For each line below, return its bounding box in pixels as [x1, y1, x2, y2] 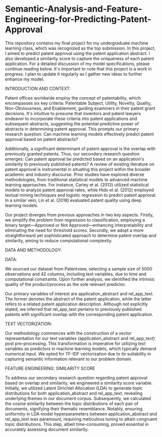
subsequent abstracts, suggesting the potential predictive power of [5, 120, 139, 127]
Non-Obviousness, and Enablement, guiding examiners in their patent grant [5, 105, 156, 111]
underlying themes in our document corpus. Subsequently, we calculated [5, 395, 151, 401]
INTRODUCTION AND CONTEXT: [5, 85, 71, 91]
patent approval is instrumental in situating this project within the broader [5, 166, 151, 172]
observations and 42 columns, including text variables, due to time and [5, 271, 147, 277]
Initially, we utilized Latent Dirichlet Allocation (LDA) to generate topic [5, 385, 143, 391]
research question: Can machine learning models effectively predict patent [5, 131, 154, 137]
